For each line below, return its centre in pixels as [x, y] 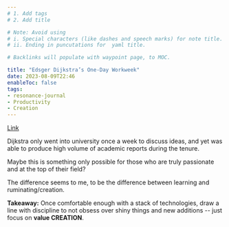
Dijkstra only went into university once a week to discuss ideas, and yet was [115, 141]
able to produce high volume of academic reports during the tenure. [103, 149]
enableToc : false [32, 83]
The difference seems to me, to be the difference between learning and [108, 182]
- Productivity [29, 102]
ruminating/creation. [36, 190]
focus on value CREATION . [45, 218]
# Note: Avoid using [37, 32]
